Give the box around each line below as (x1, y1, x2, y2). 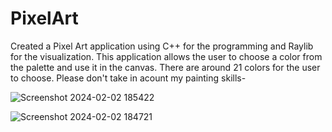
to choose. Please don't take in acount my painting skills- (10, 72, 247, 84)
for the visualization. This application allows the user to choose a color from (10, 50, 323, 62)
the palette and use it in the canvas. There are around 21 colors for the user (10, 61, 321, 73)
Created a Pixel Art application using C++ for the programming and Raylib (10, 40, 314, 52)
